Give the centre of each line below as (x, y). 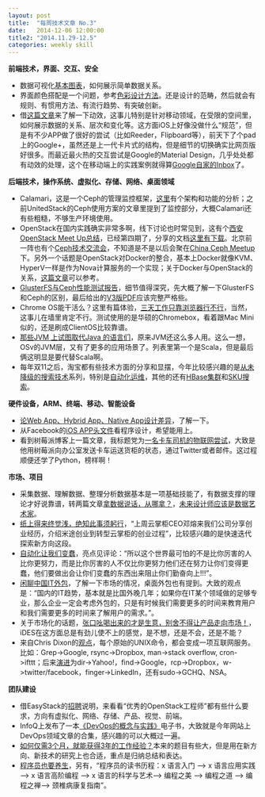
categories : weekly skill (51, 45)
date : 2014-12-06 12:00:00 (56, 30)
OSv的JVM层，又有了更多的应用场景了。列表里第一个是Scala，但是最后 (136, 347)
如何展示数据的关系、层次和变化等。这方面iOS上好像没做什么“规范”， (132, 125)
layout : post (30, 15)
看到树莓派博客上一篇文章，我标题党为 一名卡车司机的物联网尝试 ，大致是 (137, 440)
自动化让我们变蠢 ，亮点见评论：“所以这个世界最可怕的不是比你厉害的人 (135, 554)
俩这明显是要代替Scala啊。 (64, 357)
